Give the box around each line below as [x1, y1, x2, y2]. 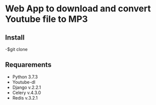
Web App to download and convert [5, 3, 151, 14]
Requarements [5, 60, 52, 69]
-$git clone [5, 47, 28, 52]
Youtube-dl [12, 79, 36, 85]
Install [5, 33, 25, 42]
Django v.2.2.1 [12, 84, 41, 90]
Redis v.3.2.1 [12, 95, 38, 101]
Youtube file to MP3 [5, 13, 88, 25]
